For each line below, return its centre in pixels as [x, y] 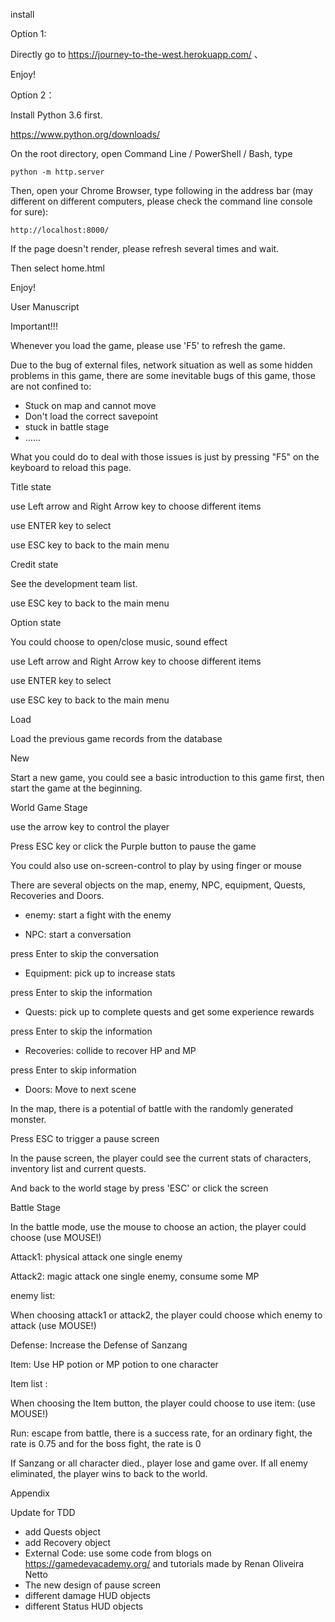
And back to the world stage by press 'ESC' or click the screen [139, 1188]
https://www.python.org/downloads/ [85, 134]
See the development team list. [74, 583]
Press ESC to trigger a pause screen [85, 1138]
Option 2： [32, 95]
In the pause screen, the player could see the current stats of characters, [161, 1158]
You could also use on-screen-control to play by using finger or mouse [156, 865]
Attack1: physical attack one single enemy [96, 1257]
